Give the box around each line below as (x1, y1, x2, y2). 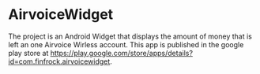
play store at (8, 48, 49, 57)
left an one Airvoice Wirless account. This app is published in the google (8, 39, 244, 49)
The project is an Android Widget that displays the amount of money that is (8, 31, 253, 41)
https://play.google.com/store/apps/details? (50, 48, 194, 57)
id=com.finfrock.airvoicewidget (8, 57, 111, 66)
